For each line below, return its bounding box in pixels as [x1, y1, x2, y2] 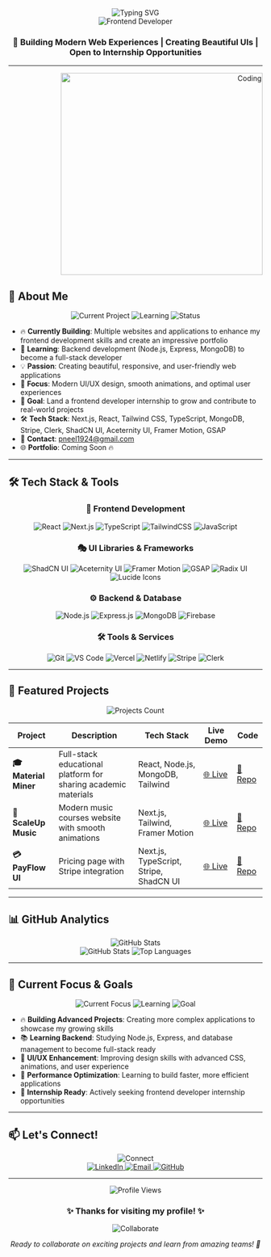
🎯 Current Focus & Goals [8, 977, 133, 991]
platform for [58, 768, 103, 780]
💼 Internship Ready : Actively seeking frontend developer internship [19, 1087, 246, 1097]
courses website [58, 812, 121, 823]
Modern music [58, 801, 114, 813]
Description [71, 729, 118, 741]
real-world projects [19, 405, 85, 414]
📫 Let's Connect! [8, 1128, 98, 1141]
